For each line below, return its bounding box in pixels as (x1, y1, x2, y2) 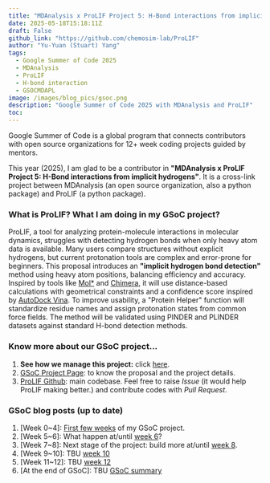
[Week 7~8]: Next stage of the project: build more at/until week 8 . (19, 440, 238, 449)
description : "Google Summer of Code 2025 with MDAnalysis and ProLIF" (8, 101, 253, 109)
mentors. (8, 148, 39, 157)
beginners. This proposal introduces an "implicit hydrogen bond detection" (8, 262, 261, 271)
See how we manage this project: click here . (19, 359, 170, 369)
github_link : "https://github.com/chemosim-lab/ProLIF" (8, 34, 199, 43)
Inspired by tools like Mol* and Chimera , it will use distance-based (8, 278, 227, 288)
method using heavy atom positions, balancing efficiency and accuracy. (8, 270, 247, 279)
